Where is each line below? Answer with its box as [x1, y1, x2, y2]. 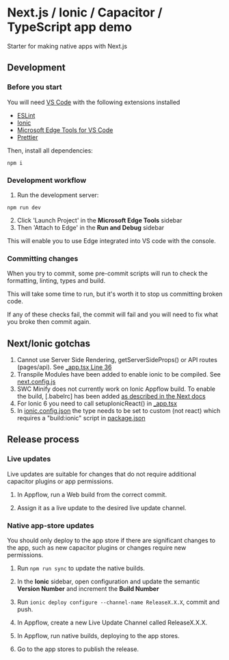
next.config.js [16, 378, 56, 386]
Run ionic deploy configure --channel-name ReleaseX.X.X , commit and [16, 598, 220, 607]
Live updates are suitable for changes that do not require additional [7, 470, 196, 478]
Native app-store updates [7, 520, 94, 530]
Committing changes [7, 253, 79, 263]
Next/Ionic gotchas [7, 338, 91, 349]
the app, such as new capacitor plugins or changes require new [7, 544, 187, 552]
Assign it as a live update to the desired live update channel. [16, 503, 187, 511]
